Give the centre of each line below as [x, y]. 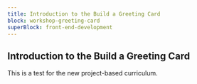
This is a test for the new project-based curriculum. [82, 73]
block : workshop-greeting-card [54, 21]
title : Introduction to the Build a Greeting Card [84, 14]
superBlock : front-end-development [60, 27]
